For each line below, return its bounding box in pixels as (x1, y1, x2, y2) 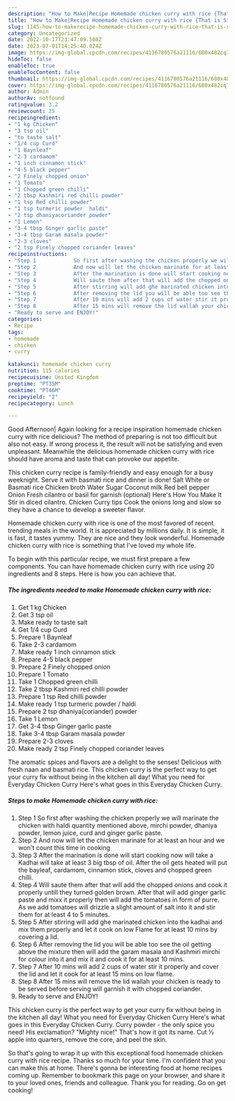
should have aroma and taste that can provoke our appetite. (8, 455, 180, 463)
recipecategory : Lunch (8, 400, 74, 407)
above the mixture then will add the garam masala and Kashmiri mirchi (17, 948, 220, 956)
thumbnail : (8, 75, 40, 82)
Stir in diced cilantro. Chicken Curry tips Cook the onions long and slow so (8, 498, 222, 507)
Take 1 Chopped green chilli (17, 677, 98, 686)
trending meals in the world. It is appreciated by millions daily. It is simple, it (8, 526, 225, 535)
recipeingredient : (8, 114, 61, 121)
